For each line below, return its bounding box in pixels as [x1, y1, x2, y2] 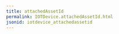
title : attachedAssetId [6, 8, 64, 14]
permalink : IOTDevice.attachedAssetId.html [6, 14, 114, 20]
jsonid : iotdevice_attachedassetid [6, 19, 93, 25]
